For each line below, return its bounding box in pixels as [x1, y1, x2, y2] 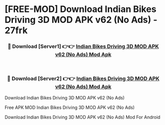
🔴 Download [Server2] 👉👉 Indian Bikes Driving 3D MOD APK [6, 75, 160, 82]
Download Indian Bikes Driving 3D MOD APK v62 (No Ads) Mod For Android [4, 114, 161, 120]
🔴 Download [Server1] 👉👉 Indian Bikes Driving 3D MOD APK [7, 43, 159, 50]
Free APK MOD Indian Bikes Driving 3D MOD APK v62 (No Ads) [4, 104, 135, 110]
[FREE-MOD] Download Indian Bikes [4, 3, 157, 15]
